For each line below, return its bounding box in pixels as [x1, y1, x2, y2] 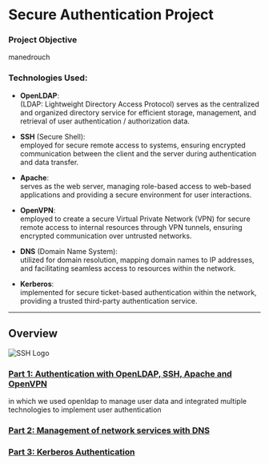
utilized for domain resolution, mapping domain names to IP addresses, [19, 255, 255, 264]
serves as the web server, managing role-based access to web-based [19, 181, 251, 191]
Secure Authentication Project [8, 6, 215, 24]
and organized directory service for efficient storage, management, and [19, 107, 256, 117]
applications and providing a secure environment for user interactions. [19, 190, 252, 200]
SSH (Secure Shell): [19, 131, 86, 141]
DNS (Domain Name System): [19, 246, 118, 256]
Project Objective [8, 34, 78, 46]
